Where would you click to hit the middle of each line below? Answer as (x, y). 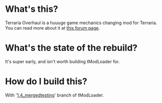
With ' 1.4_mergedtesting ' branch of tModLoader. (55, 95)
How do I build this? (46, 82)
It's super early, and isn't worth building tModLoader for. (62, 61)
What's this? (32, 9)
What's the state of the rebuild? (71, 48)
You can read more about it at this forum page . (53, 28)
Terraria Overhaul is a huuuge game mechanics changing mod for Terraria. (81, 23)
